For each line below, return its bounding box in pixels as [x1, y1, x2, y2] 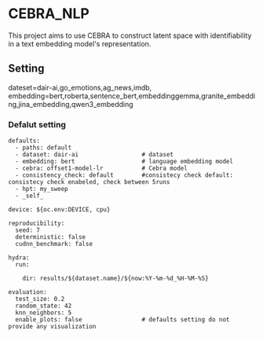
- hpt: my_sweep [15, 186, 68, 193]
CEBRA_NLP [8, 5, 90, 23]
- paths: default [15, 144, 72, 152]
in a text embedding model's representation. [8, 39, 152, 48]
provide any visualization [8, 323, 97, 331]
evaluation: [8, 288, 47, 296]
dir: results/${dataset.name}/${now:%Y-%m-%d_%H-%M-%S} [22, 274, 210, 283]
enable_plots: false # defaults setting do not [15, 316, 230, 324]
